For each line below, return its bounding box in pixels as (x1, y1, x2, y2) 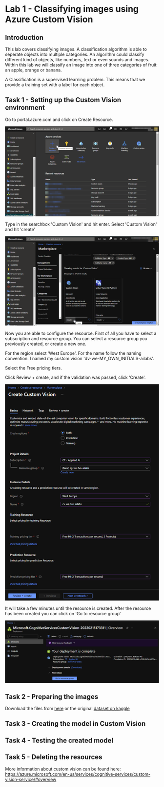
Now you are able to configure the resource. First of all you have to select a (5, 330, 157, 336)
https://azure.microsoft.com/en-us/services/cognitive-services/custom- (5, 771, 150, 777)
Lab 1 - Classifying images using (5, 3, 139, 15)
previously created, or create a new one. (5, 341, 87, 347)
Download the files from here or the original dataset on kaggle (5, 706, 130, 712)
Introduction (5, 33, 44, 42)
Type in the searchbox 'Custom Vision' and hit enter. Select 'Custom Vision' (5, 221, 157, 227)
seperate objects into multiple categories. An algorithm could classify (5, 51, 144, 57)
